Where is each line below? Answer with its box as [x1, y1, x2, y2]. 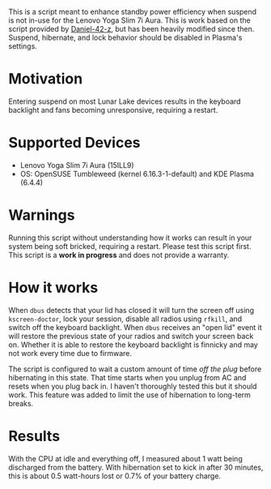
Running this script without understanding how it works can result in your [8, 233, 252, 242]
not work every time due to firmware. [8, 348, 132, 358]
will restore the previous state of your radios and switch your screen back [8, 331, 254, 341]
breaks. [8, 398, 34, 408]
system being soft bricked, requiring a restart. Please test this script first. [8, 241, 252, 251]
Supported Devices [8, 134, 141, 152]
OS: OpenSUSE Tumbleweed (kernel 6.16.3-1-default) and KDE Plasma [19, 169, 255, 178]
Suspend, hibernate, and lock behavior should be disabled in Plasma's [8, 32, 243, 42]
